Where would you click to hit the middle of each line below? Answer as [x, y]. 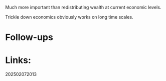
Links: [18, 60]
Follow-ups [29, 37]
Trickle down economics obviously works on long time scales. [69, 17]
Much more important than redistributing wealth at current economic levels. [83, 7]
